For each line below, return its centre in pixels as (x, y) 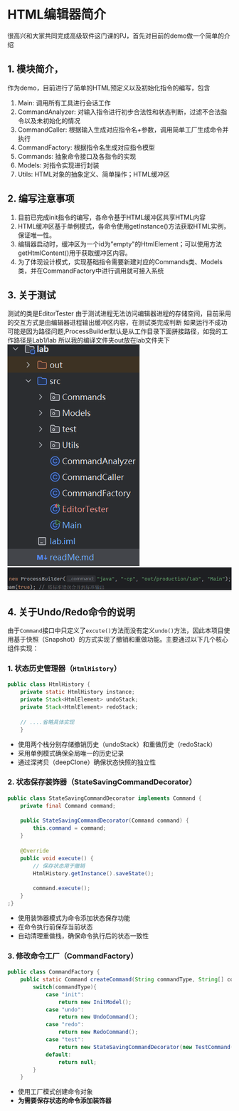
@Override (35, 851)
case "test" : (64, 1040)
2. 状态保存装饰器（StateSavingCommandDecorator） (102, 782)
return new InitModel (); (95, 1002)
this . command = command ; (70, 828)
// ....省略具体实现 (47, 722)
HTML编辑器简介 (57, 15)
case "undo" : (64, 1010)
